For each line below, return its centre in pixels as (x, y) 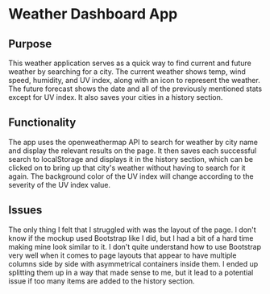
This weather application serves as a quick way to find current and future (130, 63)
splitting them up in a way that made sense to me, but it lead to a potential (131, 272)
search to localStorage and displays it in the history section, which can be (131, 159)
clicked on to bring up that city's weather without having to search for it (127, 168)
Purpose (30, 44)
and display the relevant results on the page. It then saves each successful (133, 151)
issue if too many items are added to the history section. (102, 281)
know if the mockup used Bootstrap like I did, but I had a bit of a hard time (131, 238)
